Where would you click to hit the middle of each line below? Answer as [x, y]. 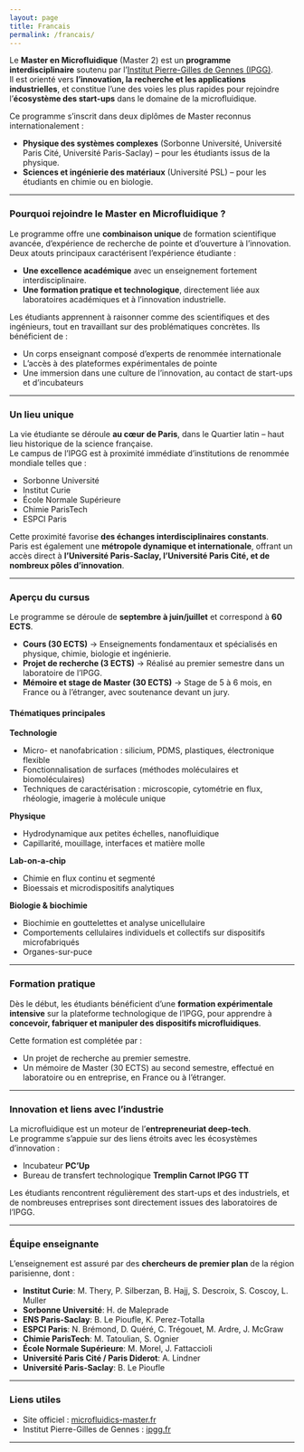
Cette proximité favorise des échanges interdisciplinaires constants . [139, 536]
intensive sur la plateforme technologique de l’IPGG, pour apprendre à [141, 1013]
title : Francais [40, 26]
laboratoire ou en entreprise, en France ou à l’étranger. [124, 1077]
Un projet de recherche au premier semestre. [107, 1058]
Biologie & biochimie [48, 905]
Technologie [33, 733]
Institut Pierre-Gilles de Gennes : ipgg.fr [97, 1429]
